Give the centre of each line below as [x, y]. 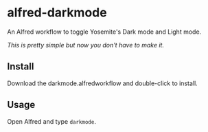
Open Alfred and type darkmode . [51, 121]
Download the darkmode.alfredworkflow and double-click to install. [102, 83]
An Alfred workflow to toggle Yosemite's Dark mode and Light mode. [104, 32]
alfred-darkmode [57, 13]
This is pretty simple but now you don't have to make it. [86, 45]
